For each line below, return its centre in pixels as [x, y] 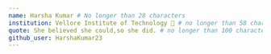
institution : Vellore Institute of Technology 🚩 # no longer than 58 [128, 23]
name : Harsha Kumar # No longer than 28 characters [97, 15]
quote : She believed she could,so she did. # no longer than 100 [120, 30]
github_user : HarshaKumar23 [56, 38]
